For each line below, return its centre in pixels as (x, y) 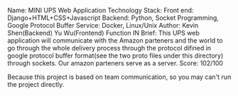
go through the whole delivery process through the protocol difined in (109, 48)
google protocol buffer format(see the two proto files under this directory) (115, 55)
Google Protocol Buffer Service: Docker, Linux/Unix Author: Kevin (103, 25)
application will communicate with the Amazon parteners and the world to (115, 41)
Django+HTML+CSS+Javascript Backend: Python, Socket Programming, (113, 18)
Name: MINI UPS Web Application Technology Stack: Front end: (101, 10)
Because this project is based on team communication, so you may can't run (119, 77)
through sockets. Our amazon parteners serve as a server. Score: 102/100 (115, 63)
